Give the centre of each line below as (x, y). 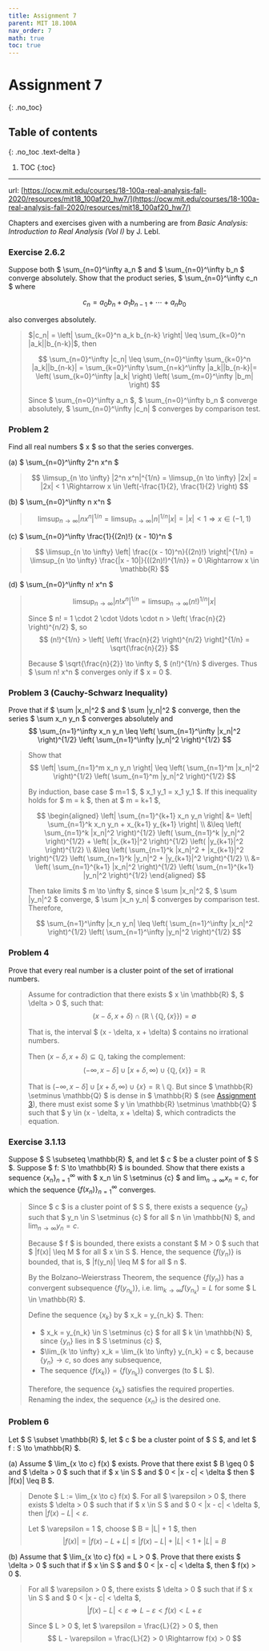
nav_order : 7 (30, 30)
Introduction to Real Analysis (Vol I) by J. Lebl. (84, 231)
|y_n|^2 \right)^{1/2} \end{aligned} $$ (145, 876)
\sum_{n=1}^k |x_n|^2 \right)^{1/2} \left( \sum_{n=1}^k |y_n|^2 (144, 833)
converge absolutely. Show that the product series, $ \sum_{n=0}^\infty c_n (133, 278)
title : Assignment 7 (43, 16)
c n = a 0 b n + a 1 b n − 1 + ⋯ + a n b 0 (134, 303)
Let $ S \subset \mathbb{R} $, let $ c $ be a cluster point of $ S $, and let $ (132, 1440)
